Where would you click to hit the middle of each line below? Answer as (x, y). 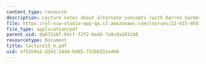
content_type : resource (37, 12)
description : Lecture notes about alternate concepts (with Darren (94, 18)
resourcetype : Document (37, 40)
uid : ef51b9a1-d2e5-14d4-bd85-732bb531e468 (63, 52)
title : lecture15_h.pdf (37, 46)
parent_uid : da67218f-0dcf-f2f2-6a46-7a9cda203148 (72, 35)
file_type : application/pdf (42, 29)
